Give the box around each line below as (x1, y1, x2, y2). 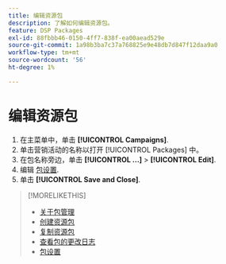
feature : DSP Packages (8, 26, 83, 34)
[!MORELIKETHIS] (27, 190, 86, 200)
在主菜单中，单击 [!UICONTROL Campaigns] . (19, 134, 169, 144)
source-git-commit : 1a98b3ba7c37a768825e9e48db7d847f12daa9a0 (8, 41, 218, 49)
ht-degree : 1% (8, 64, 56, 72)
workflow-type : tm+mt (8, 49, 80, 56)
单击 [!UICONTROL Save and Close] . (19, 174, 141, 184)
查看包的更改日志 (39, 236, 96, 247)
